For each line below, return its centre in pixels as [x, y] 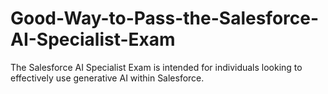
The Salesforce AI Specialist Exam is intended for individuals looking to [156, 67]
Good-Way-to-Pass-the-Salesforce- [165, 18]
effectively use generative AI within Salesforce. [107, 78]
